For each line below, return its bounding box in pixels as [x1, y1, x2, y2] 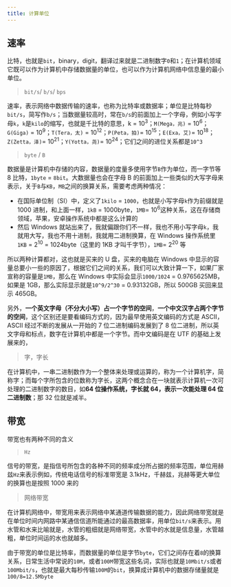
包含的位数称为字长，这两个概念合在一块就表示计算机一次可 [54, 376, 224, 384]
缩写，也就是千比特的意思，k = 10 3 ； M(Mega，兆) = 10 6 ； [49, 118, 209, 128]
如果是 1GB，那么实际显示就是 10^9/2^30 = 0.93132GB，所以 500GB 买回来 [7, 280, 218, 289]
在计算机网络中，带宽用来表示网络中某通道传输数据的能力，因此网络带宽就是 [7, 508, 224, 516]
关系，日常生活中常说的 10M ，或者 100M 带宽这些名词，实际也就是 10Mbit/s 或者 [7, 557, 222, 565]
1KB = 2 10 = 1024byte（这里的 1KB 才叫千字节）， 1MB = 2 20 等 [16, 239, 186, 248]
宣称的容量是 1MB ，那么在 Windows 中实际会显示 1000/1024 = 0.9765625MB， [7, 272, 223, 280]
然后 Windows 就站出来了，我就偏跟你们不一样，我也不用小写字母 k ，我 [16, 223, 219, 231]
